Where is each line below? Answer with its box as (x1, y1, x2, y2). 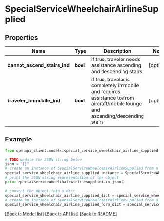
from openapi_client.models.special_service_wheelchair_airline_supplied (5, 148, 159, 153)
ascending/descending (91, 113, 144, 119)
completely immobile (91, 82, 139, 89)
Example (5, 135, 32, 143)
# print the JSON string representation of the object (5, 175, 119, 180)
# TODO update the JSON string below (5, 157, 82, 162)
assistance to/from (91, 94, 134, 101)
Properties (5, 33, 38, 41)
